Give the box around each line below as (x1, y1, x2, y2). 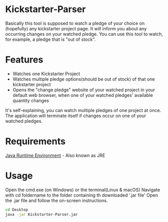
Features (5, 54, 44, 66)
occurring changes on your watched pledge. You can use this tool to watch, (5, 31, 163, 37)
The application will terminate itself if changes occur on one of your (5, 113, 146, 119)
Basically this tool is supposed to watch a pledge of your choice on (5, 20, 145, 26)
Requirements (5, 136, 66, 147)
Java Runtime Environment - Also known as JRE (5, 152, 105, 158)
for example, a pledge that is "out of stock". (5, 36, 96, 42)
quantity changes (12, 97, 49, 103)
